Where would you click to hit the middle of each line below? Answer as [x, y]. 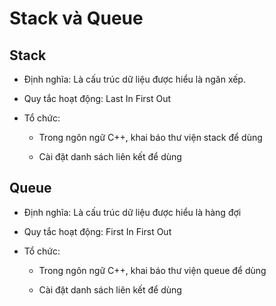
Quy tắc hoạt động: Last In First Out [97, 98]
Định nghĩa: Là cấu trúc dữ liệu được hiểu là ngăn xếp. [134, 79]
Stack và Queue [76, 18]
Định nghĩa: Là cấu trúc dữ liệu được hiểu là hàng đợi [132, 212]
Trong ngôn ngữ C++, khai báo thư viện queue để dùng [152, 270]
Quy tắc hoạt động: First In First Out [97, 231]
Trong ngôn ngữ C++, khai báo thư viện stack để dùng [150, 137]
